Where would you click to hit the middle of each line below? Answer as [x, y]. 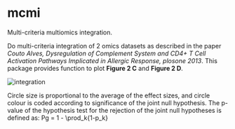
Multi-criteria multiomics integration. [60, 32]
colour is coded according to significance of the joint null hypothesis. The [114, 102]
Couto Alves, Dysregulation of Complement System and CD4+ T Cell [107, 53]
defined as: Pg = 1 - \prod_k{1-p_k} [58, 118]
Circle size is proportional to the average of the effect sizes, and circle [109, 95]
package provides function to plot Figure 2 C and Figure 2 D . [95, 68]
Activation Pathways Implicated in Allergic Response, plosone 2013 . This [112, 60]
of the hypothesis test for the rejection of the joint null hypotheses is [123, 110]
